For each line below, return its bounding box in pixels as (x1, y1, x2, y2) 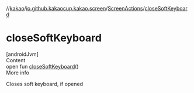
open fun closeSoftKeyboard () (6, 63, 79, 70)
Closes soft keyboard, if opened (6, 80, 84, 87)
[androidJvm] (6, 51, 39, 58)
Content (6, 56, 26, 63)
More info (6, 69, 30, 76)
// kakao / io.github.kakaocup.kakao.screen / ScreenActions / (6, 5, 145, 12)
